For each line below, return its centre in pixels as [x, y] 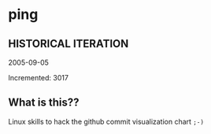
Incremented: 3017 [39, 78]
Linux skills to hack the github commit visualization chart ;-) [106, 121]
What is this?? [44, 103]
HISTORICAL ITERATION [68, 44]
